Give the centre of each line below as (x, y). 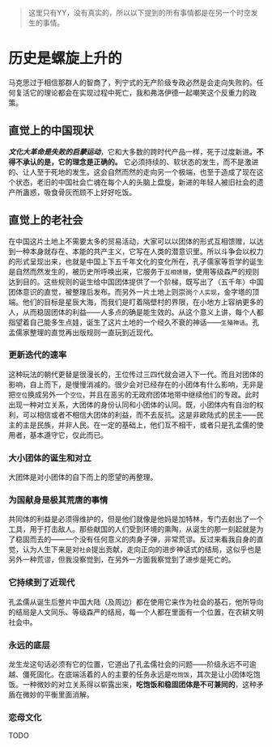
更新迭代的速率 (38, 355)
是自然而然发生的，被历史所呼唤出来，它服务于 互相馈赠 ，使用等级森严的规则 (134, 271)
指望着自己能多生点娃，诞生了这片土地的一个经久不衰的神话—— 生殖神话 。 (130, 322)
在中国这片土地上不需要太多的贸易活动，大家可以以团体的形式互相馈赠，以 (132, 241)
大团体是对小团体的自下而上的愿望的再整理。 (83, 477)
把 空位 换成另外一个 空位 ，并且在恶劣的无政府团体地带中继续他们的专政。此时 (134, 394)
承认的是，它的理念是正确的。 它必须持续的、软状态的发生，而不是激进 (140, 162)
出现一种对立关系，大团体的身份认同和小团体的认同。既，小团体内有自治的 (132, 405)
